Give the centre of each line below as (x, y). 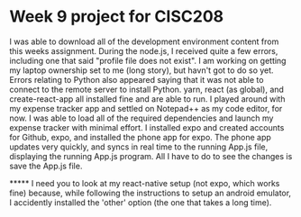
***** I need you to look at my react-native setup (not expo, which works (145, 183)
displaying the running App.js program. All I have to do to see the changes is (151, 156)
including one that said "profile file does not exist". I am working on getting (148, 60)
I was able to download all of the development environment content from (144, 41)
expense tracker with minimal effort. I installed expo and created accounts (147, 127)
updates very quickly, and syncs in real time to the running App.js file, (139, 147)
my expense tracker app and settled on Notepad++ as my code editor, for (146, 108)
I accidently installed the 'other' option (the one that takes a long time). (141, 202)
